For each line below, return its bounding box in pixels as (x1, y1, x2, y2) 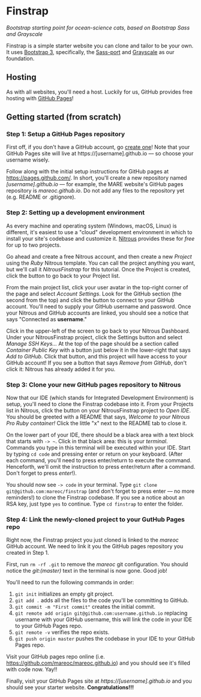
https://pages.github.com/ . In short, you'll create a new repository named (6, 174, 187, 181)
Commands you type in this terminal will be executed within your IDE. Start (6, 444, 191, 451)
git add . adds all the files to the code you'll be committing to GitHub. (14, 597, 189, 604)
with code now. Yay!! (6, 666, 58, 673)
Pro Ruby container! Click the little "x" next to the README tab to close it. (6, 420, 187, 427)
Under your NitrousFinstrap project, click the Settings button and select (6, 333, 183, 340)
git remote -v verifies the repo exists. (14, 629, 110, 636)
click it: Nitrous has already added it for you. (6, 365, 116, 373)
